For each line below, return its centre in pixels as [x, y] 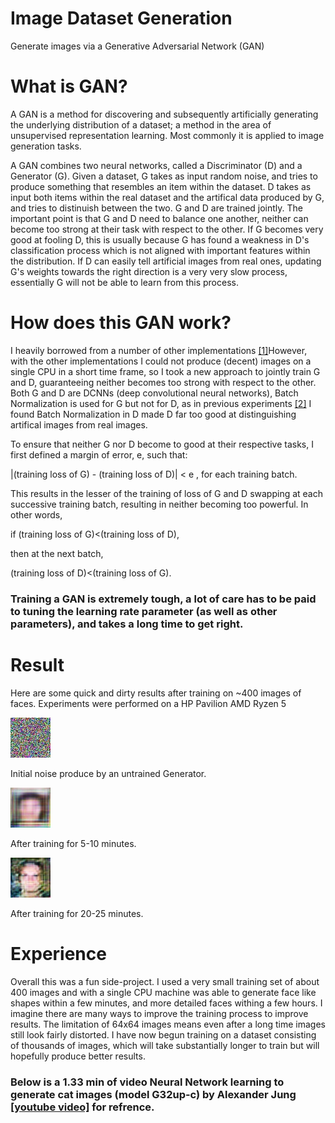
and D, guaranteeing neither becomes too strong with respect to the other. [163, 382]
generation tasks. [46, 146]
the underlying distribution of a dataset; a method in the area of [141, 124]
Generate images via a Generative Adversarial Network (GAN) [137, 46]
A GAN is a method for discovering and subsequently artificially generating [164, 114]
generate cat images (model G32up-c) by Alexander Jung [153, 1094]
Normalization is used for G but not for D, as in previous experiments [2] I [161, 403]
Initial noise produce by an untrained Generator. [108, 773]
